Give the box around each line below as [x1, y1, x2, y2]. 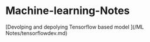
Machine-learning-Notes [5, 4, 130, 17]
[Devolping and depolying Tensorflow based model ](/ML [5, 23, 145, 30]
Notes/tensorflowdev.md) [5, 29, 68, 36]
